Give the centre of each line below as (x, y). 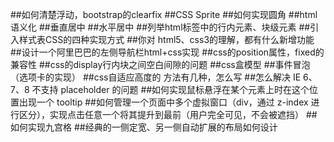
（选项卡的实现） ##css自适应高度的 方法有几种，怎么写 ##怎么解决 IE (156, 77)
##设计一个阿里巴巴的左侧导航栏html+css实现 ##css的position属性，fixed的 (167, 52)
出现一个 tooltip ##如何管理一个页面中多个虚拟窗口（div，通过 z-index (163, 102)
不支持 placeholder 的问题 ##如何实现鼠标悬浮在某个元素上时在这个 (170, 89)
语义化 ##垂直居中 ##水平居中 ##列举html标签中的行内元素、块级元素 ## (160, 27)
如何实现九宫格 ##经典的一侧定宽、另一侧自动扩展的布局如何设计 (144, 127)
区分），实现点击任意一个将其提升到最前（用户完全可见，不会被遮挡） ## (168, 114)
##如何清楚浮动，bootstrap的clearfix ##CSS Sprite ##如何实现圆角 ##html (164, 14)
